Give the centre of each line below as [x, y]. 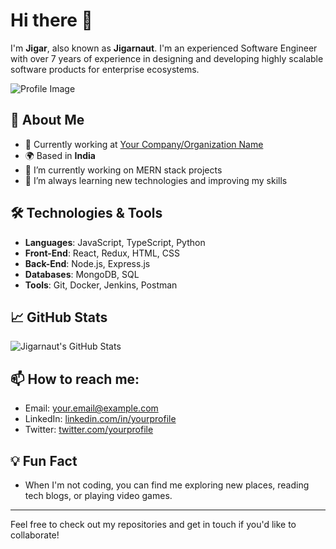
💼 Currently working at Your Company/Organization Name [144, 144]
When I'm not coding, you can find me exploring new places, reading [167, 485]
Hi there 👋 [51, 20]
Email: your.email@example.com [91, 408]
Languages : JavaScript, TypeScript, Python [115, 242]
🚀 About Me [47, 120]
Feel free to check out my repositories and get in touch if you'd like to [153, 524]
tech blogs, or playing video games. [98, 495]
